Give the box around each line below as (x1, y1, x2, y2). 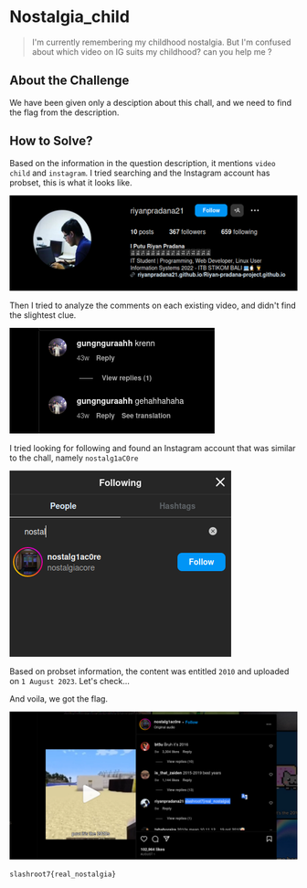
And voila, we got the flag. (9, 692, 108, 704)
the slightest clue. (9, 309, 77, 321)
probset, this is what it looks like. (9, 176, 132, 188)
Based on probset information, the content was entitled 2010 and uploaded (9, 665, 290, 677)
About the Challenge (9, 73, 130, 89)
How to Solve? (9, 133, 93, 149)
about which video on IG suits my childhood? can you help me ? (31, 46, 272, 57)
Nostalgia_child (9, 6, 131, 27)
